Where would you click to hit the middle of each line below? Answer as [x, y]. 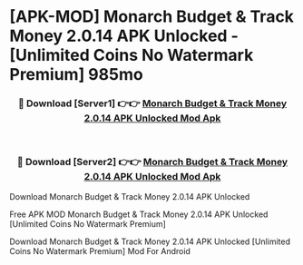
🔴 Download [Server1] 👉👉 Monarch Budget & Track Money [152, 103]
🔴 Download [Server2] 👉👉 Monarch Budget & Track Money [152, 162]
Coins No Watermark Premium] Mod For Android [100, 250]
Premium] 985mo [76, 75]
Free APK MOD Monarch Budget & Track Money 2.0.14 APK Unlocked [139, 214]
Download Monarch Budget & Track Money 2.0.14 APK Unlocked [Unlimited [150, 241]
